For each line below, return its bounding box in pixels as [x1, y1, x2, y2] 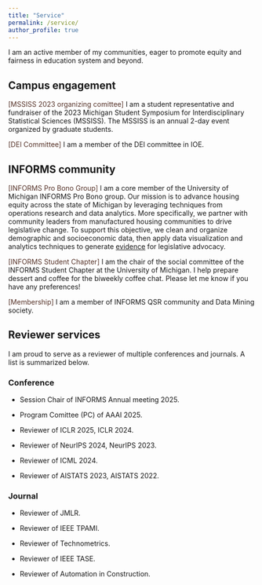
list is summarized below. [8, 357, 90, 367]
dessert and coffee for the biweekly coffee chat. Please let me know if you [8, 274, 249, 283]
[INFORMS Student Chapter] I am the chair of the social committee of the [8, 257, 245, 266]
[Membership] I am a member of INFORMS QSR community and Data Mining [8, 298, 255, 306]
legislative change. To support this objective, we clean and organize [8, 225, 228, 234]
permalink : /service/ [8, 19, 79, 27]
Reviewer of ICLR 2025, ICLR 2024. [19, 426, 134, 435]
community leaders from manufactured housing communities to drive [8, 217, 233, 226]
